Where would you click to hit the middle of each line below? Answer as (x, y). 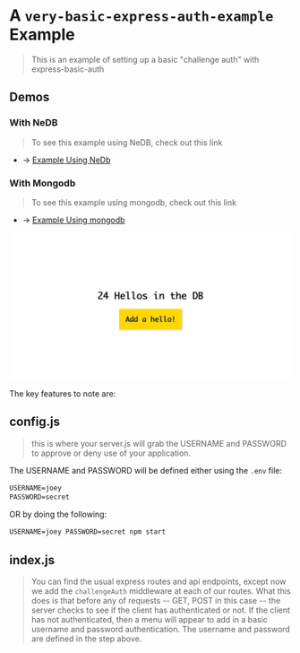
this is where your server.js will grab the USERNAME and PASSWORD (159, 443)
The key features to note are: (63, 393)
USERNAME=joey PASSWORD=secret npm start (88, 532)
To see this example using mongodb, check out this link (134, 202)
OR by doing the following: (58, 514)
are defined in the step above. (86, 639)
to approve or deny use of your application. (111, 453)
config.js (35, 422)
